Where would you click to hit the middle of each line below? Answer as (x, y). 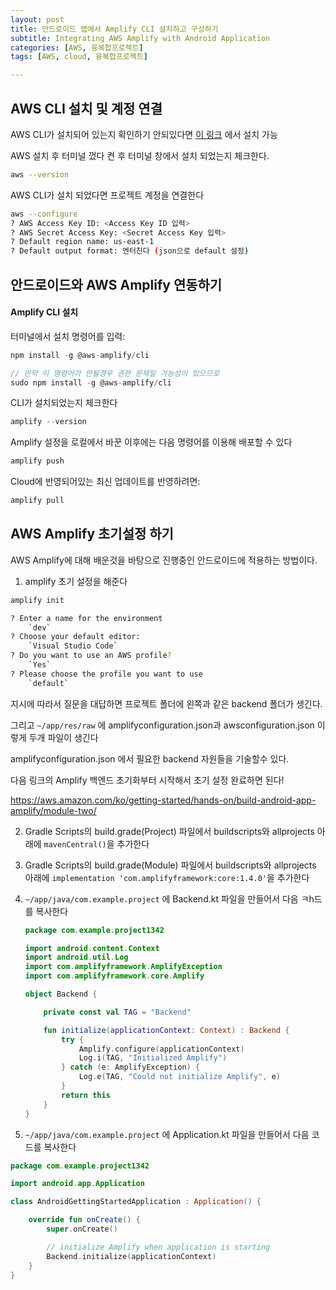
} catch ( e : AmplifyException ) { (131, 1067)
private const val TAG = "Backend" (117, 1012)
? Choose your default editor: (75, 637)
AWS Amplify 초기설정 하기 (92, 534)
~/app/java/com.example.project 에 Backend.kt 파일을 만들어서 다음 (161, 898)
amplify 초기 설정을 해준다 (76, 581)
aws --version (40, 174)
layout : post (37, 19)
